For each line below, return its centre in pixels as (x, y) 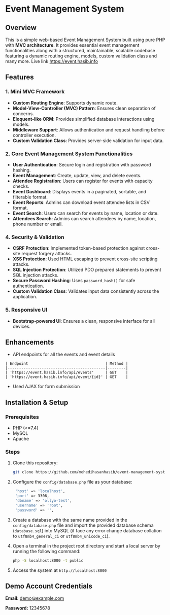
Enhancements (30, 342)
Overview (21, 28)
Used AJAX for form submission (46, 387)
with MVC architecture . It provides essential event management (72, 45)
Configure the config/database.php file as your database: (73, 482)
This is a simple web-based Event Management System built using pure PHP (85, 40)
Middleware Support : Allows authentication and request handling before (89, 129)
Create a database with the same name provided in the (70, 520)
